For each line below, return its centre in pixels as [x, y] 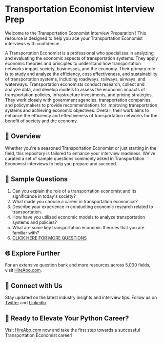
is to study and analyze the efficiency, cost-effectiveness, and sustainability [81, 74]
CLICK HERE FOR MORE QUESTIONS [49, 238]
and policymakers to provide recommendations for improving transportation [81, 105]
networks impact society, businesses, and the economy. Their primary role [80, 68]
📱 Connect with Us [34, 286]
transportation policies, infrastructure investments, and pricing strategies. [79, 95]
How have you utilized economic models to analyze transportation [79, 217]
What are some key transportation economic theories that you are [78, 227]
